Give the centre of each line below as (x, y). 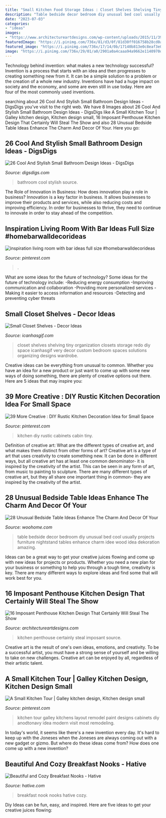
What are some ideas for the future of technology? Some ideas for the (76, 277)
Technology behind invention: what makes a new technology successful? (80, 66)
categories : (17, 24)
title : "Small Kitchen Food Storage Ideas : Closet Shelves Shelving (78, 10)
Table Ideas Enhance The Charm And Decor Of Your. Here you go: (72, 128)
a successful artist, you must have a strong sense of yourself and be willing (82, 653)
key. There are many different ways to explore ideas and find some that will (82, 573)
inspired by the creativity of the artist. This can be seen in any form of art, (80, 466)
